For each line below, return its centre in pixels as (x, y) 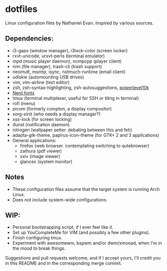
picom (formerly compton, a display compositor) (62, 108)
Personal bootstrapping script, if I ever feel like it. (63, 227)
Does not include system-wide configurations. (60, 199)
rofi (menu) (24, 103)
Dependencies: (29, 39)
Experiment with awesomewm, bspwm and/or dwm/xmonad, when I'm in (87, 243)
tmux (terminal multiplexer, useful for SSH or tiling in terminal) (76, 98)
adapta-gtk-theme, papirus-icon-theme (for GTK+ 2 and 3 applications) (86, 135)
